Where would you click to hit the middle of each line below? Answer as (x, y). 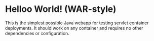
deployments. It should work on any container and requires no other (74, 28)
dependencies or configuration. (37, 33)
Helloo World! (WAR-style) (61, 9)
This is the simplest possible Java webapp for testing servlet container (77, 23)
